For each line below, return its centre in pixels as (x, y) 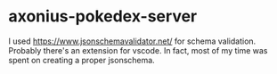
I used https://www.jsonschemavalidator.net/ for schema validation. (132, 41)
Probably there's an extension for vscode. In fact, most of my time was (138, 50)
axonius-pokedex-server (103, 16)
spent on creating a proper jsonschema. (81, 60)
